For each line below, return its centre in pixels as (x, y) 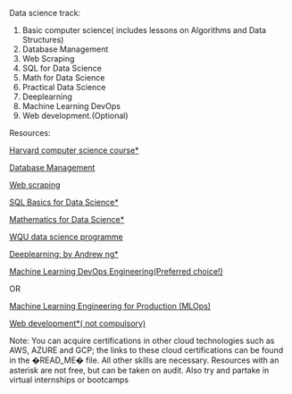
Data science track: (45, 13)
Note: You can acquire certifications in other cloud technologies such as (142, 340)
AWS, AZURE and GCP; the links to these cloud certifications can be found (146, 350)
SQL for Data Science (62, 68)
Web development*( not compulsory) (77, 323)
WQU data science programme (66, 237)
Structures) (43, 40)
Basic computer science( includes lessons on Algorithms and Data (144, 30)
